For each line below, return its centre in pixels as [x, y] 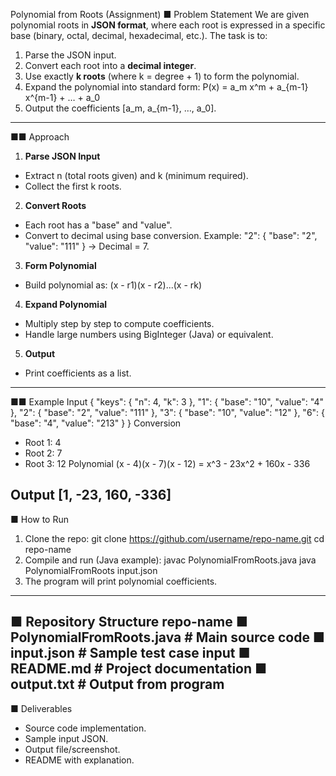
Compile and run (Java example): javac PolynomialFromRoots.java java [170, 560]
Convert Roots [55, 205]
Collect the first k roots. [73, 186]
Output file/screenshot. [72, 749]
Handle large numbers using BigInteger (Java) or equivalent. [149, 334]
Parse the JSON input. [70, 55]
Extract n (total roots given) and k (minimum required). [136, 175]
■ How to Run [40, 519]
